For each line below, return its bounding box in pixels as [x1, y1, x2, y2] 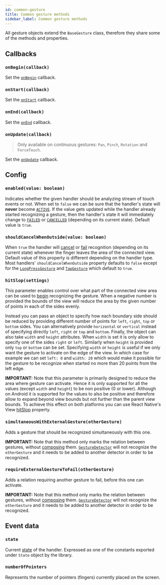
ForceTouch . [17, 146, 41, 152]
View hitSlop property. [5, 407, 51, 413]
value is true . [5, 222, 32, 228]
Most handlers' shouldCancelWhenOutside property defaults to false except [5, 260, 157, 266]
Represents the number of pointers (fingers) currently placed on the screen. [5, 574, 160, 580]
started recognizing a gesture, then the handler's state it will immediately [5, 211, 154, 217]
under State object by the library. [5, 552, 73, 558]
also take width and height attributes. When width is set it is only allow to [5, 334, 154, 340]
